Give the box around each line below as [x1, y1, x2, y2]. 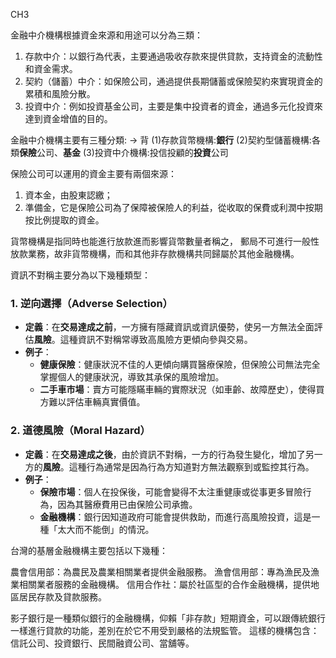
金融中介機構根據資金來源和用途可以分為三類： [10, 29, 203, 41]
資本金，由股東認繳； [24, 189, 113, 201]
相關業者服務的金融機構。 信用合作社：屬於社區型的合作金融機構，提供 [18, 578, 311, 590]
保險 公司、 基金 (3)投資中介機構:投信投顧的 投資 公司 [19, 147, 229, 158]
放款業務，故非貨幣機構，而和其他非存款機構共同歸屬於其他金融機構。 [10, 248, 300, 259]
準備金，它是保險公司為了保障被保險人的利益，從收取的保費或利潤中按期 [24, 202, 323, 213]
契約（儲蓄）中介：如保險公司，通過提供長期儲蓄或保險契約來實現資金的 [24, 75, 323, 87]
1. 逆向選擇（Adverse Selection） [10, 296, 173, 310]
